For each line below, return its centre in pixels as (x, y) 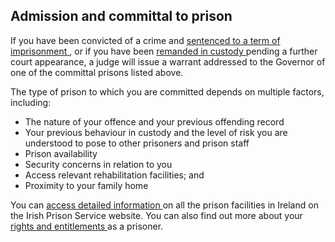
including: (31, 102)
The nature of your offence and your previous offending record (154, 121)
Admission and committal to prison (121, 16)
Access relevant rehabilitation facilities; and (114, 175)
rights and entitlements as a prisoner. (87, 226)
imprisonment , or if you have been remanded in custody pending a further (164, 51)
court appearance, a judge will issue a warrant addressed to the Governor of (168, 61)
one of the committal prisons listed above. (97, 72)
